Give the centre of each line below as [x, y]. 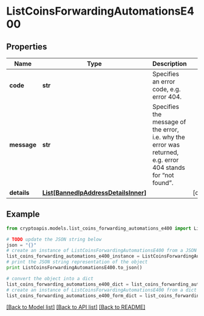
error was [166, 145]
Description [169, 64]
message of [169, 122]
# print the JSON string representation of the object [77, 262]
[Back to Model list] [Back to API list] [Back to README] [76, 307]
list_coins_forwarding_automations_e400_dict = [68, 284]
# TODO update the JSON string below [54, 239]
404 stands [168, 167]
